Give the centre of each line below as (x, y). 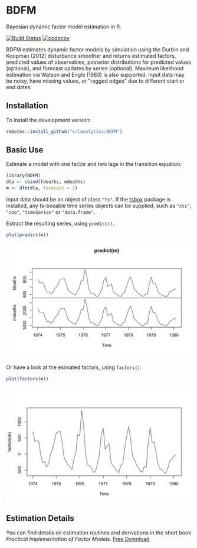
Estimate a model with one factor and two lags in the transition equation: (94, 164)
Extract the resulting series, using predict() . (60, 224)
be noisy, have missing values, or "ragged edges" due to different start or (95, 81)
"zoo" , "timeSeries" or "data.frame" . (51, 212)
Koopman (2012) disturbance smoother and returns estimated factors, (91, 56)
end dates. (19, 87)
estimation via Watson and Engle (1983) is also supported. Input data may (95, 74)
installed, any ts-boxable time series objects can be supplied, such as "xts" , (99, 206)
